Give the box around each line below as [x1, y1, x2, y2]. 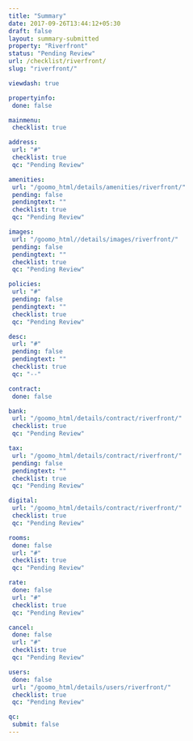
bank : [8, 407, 27, 415]
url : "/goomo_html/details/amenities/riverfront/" [11, 183, 186, 191]
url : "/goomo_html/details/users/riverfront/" [11, 683, 172, 692]
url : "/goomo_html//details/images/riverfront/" [11, 235, 179, 243]
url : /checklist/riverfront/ [8, 58, 107, 66]
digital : [8, 496, 38, 505]
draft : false [8, 27, 52, 35]
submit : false [11, 721, 60, 729]
